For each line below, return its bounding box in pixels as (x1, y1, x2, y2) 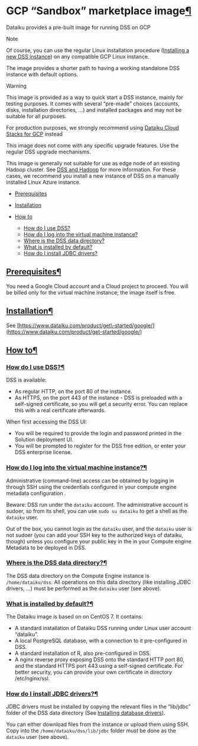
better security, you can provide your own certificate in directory (14, 668, 173, 676)
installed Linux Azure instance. (6, 178, 81, 185)
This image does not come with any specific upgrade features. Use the (6, 142, 179, 149)
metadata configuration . (6, 489, 66, 497)
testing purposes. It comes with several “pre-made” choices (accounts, (6, 100, 180, 107)
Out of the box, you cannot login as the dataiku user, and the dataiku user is (6, 525, 192, 532)
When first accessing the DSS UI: (6, 418, 87, 425)
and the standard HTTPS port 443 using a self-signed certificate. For (14, 662, 183, 670)
